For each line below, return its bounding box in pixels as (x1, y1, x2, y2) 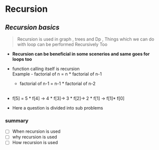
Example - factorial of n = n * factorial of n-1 (12, 71, 102, 77)
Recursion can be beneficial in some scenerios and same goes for (12, 51, 150, 57)
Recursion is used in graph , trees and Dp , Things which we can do (17, 36, 155, 42)
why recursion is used (12, 134, 58, 140)
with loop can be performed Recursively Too (17, 41, 107, 47)
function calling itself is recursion (12, 66, 80, 72)
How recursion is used (12, 140, 58, 146)
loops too (12, 56, 32, 62)
